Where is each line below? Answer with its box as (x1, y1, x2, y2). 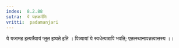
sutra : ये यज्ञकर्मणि (6, 14, 47, 20)
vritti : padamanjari (6, 19, 59, 25)
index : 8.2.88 (6, 8, 43, 14)
